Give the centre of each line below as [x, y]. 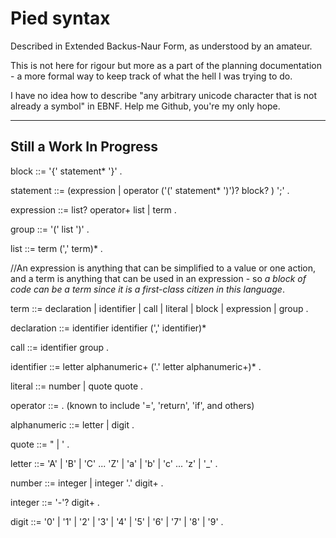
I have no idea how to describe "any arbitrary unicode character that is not [164, 95]
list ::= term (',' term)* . [56, 248]
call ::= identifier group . [60, 347]
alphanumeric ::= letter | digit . [72, 424]
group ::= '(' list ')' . [50, 229]
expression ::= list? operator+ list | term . [93, 209]
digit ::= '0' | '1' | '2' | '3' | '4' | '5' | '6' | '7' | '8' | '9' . [117, 521]
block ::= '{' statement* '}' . [66, 171]
